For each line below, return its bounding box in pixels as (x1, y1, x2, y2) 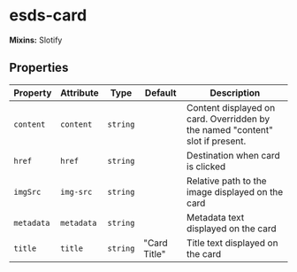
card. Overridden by (187, 113, 270, 125)
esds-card (9, 5, 88, 26)
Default (144, 86, 177, 98)
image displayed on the (187, 185, 284, 198)
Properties (9, 60, 69, 75)
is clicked (187, 160, 226, 173)
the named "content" (187, 123, 274, 136)
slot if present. (187, 135, 247, 147)
